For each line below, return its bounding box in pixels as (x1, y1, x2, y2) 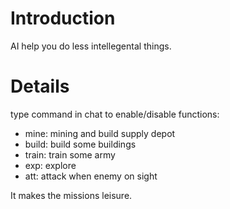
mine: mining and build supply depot (24, 127, 176, 139)
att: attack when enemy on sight (24, 170, 158, 182)
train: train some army (24, 148, 116, 161)
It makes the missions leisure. (10, 189, 133, 201)
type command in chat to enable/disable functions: (10, 108, 220, 120)
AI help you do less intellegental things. (10, 40, 172, 52)
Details (10, 75, 70, 98)
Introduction (10, 7, 116, 30)
